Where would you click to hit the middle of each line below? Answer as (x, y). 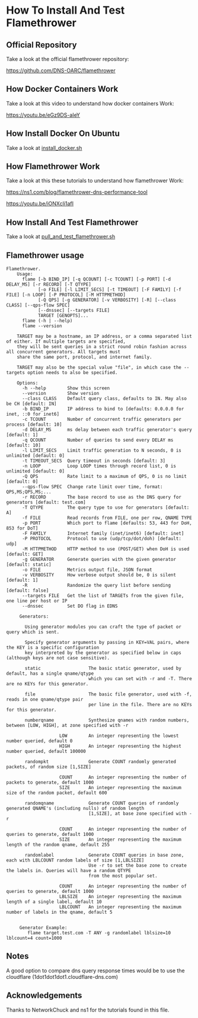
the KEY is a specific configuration (53, 648)
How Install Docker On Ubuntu (63, 134)
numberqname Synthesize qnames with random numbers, (107, 720)
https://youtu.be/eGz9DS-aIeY (43, 115)
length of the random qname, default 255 (58, 845)
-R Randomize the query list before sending (96, 585)
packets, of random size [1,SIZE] (49, 767)
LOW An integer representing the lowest (119, 736)
